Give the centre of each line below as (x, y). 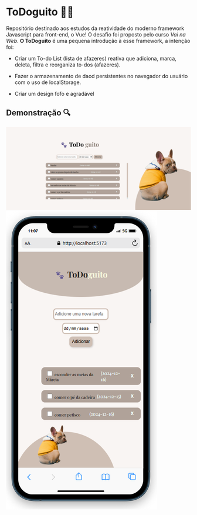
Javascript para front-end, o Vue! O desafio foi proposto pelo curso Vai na (96, 34)
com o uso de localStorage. (48, 82)
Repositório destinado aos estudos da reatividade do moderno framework (95, 28)
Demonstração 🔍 (38, 113)
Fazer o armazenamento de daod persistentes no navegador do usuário (101, 76)
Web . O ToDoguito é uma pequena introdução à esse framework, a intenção (98, 41)
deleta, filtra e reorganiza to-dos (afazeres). (67, 65)
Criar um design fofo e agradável (55, 93)
